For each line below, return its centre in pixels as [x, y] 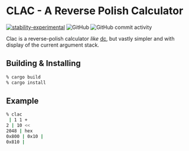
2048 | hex [19, 131]
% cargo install [26, 83]
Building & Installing [43, 63]
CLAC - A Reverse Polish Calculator [95, 11]
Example [22, 101]
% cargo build [24, 77]
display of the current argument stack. [53, 45]
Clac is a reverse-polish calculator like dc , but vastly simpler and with [90, 38]
